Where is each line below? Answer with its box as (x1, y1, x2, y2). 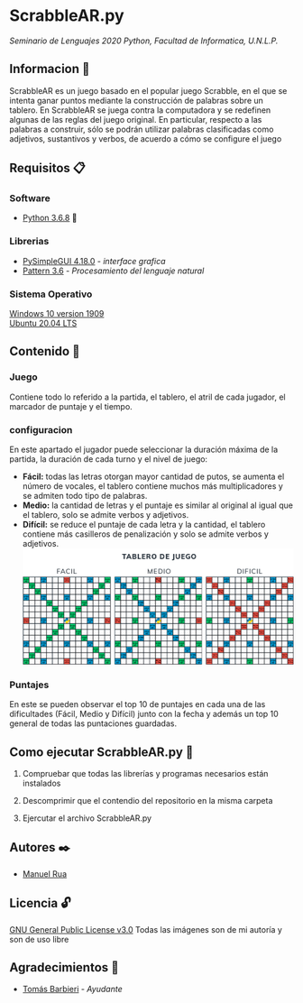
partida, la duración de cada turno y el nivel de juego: (9, 454, 208, 465)
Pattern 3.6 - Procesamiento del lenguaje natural (22, 265, 205, 276)
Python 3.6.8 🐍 (22, 213, 78, 224)
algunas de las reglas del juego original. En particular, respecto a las (9, 114, 262, 124)
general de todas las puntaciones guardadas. (9, 718, 178, 729)
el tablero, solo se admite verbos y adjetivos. (22, 510, 189, 520)
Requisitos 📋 (9, 161, 86, 176)
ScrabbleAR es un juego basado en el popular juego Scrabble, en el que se (9, 85, 288, 96)
